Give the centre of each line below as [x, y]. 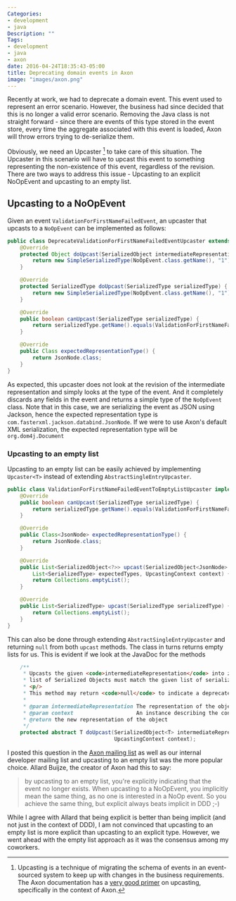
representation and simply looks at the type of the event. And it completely [115, 392]
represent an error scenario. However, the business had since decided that [116, 107]
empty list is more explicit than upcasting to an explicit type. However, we [113, 833]
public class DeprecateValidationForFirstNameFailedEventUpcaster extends [119, 241]
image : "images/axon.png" [45, 79]
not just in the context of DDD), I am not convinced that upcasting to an [110, 825]
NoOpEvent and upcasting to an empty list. [70, 182]
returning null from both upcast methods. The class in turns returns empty [115, 647]
